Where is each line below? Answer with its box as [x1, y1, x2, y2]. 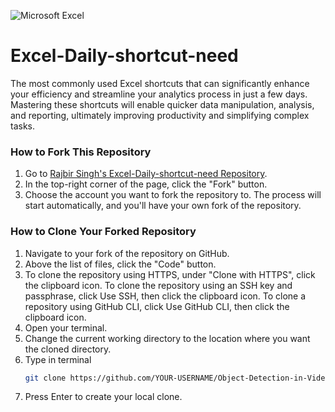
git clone [24, 373, 67, 383]
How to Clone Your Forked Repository [10, 225, 197, 239]
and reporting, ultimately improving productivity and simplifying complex [10, 109, 310, 121]
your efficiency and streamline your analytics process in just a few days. [10, 88, 308, 100]
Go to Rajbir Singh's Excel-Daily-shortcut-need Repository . [24, 168, 268, 180]
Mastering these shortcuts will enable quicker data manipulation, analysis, [10, 98, 315, 110]
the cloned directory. [24, 343, 112, 355]
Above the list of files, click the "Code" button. [24, 258, 217, 270]
